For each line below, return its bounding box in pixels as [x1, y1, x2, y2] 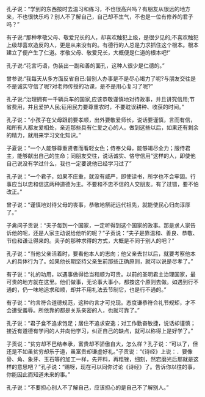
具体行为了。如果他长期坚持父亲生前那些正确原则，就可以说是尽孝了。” [16, 258, 193, 265]
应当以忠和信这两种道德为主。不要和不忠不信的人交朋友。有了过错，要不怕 [11, 180, 199, 188]
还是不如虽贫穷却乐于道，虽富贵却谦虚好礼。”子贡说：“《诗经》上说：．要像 [6, 348, 193, 355]
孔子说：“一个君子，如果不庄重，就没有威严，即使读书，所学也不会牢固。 [6, 173, 191, 180]
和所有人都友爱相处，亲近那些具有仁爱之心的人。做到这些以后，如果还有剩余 [6, 124, 199, 131]
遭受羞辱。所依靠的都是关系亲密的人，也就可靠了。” [11, 306, 140, 314]
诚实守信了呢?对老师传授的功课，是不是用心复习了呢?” [16, 83, 154, 90]
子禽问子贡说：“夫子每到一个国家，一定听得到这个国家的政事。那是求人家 [6, 222, 191, 229]
